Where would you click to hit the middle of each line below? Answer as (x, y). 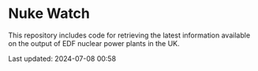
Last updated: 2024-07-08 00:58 (62, 59)
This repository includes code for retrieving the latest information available (129, 35)
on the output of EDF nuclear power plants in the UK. (94, 43)
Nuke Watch (49, 14)
